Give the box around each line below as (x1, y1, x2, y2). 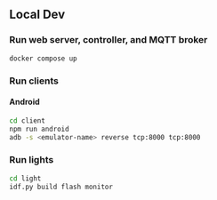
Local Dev (9, 7, 66, 22)
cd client (9, 116, 46, 125)
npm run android (9, 124, 69, 133)
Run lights (9, 154, 54, 166)
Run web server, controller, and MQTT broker (9, 34, 208, 46)
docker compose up (9, 53, 77, 63)
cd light (9, 173, 42, 183)
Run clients (9, 75, 60, 87)
